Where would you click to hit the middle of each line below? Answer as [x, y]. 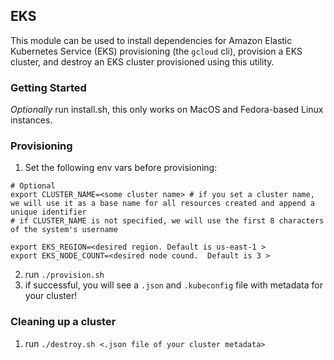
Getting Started [48, 87]
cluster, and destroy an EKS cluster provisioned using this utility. [142, 61]
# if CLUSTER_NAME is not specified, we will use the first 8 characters [167, 221]
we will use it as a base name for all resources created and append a [162, 204]
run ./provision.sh [64, 275]
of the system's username [64, 230]
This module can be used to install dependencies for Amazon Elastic [151, 40]
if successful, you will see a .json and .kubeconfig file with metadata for [174, 285]
